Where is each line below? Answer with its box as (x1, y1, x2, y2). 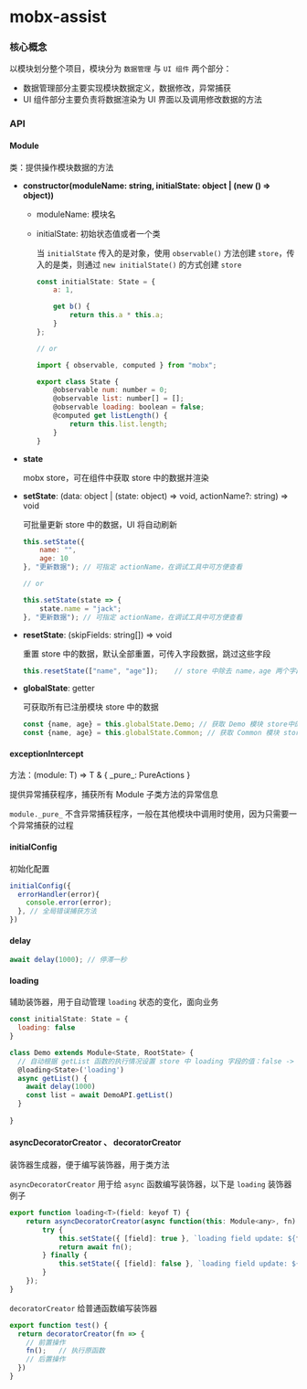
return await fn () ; (58, 1242, 132, 1252)
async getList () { (17, 1074, 89, 1083)
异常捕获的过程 (16, 820, 74, 831)
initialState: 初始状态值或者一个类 (36, 228, 161, 239)
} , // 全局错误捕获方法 (17, 907, 98, 916)
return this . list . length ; (69, 419, 168, 429)
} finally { (42, 1251, 89, 1260)
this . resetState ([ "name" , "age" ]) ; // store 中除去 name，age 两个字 (22, 666, 296, 676)
